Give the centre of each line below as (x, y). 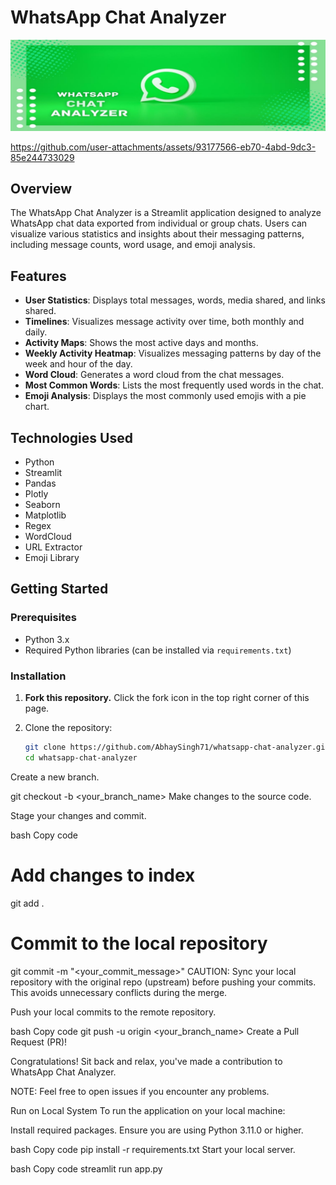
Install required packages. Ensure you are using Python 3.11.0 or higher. (157, 1130)
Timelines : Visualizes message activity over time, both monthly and (164, 322)
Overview (41, 189)
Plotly (36, 494)
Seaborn (42, 505)
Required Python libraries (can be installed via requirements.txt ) (158, 650)
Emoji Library (52, 558)
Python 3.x (47, 639)
